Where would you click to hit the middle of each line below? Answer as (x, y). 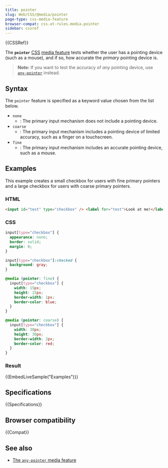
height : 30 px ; (29, 334)
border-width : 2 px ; (34, 339)
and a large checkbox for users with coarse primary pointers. (68, 186)
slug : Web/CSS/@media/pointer (37, 15)
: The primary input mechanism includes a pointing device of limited (90, 131)
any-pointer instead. (38, 73)
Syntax (16, 88)
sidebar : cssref (22, 29)
